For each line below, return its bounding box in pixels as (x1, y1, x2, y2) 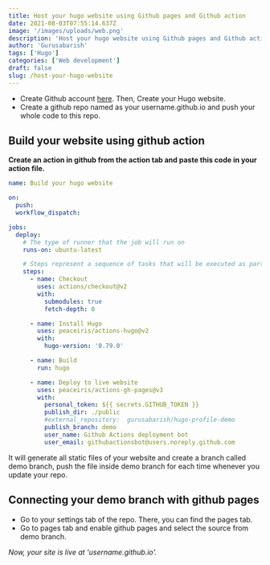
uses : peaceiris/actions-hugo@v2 (37, 327, 149, 335)
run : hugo (37, 363, 70, 372)
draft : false (8, 64, 52, 72)
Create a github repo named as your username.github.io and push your (19, 102, 256, 112)
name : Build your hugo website (8, 179, 113, 187)
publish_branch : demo (43, 424, 117, 432)
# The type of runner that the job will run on (22, 238, 185, 246)
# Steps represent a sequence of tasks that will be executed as (22, 260, 247, 268)
